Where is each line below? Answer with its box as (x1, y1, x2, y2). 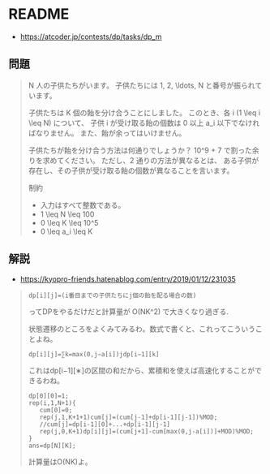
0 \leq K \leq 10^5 (40, 218, 99, 227)
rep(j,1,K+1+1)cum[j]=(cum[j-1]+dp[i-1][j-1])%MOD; (39, 413, 218, 421)
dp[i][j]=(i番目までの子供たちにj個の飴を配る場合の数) (28, 291, 197, 299)
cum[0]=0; (39, 406, 73, 414)
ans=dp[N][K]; (28, 442, 76, 450)
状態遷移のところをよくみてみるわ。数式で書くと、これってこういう (28, 324, 256, 334)
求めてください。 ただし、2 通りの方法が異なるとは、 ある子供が (42, 155, 259, 165)
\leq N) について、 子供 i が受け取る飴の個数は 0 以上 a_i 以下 (28, 118, 232, 127)
